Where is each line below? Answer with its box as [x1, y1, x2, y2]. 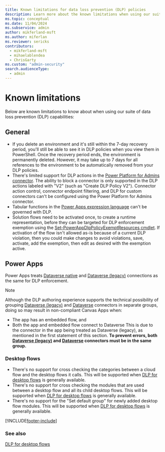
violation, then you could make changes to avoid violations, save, [12, 235, 144, 241]
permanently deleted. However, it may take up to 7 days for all [12, 157, 138, 163]
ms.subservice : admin [5, 26, 50, 30]
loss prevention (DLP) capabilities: [5, 113, 75, 119]
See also [5, 430, 26, 437]
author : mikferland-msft [5, 30, 56, 35]
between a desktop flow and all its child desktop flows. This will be [12, 387, 148, 393]
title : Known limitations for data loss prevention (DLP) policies [5, 7, 146, 12]
